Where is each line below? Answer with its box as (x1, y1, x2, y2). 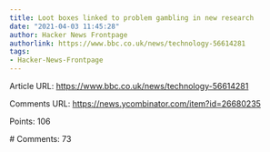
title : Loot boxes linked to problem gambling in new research (9, 13, 255, 23)
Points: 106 (9, 116, 51, 127)
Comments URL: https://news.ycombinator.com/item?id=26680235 (9, 98, 262, 109)
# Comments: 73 (9, 134, 72, 144)
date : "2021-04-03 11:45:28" (9, 22, 120, 31)
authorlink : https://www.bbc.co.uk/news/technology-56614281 (9, 38, 246, 48)
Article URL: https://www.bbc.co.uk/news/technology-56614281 (9, 81, 249, 91)
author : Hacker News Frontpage (9, 30, 128, 39)
